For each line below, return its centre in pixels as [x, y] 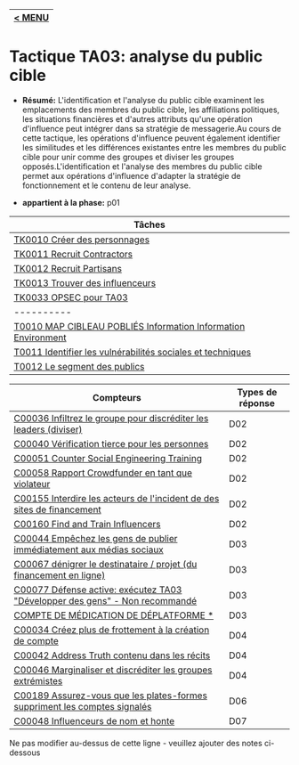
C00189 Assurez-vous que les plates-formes [110, 696]
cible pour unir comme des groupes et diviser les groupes [128, 157]
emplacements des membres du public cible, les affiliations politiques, [151, 110]
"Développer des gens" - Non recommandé [105, 600]
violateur [32, 484]
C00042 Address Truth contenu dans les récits [112, 655]
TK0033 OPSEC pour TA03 [71, 297]
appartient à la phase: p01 [71, 202]
